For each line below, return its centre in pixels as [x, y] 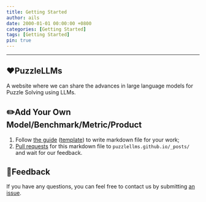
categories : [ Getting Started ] [46, 29]
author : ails [23, 18]
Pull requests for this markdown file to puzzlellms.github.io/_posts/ [102, 146]
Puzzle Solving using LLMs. [41, 92]
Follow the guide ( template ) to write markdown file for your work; [97, 140]
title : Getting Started [37, 12]
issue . [14, 193]
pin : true [19, 40]
